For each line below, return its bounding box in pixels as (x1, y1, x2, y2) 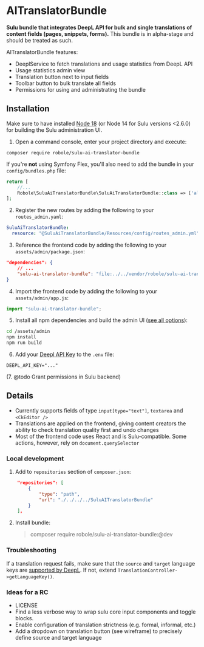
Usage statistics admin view (15, 66, 86, 74)
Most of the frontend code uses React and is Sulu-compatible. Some (15, 433, 187, 440)
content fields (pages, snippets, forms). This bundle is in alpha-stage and (6, 30, 194, 37)
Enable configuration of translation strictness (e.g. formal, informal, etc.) (15, 621, 196, 628)
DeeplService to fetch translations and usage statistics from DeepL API (15, 60, 193, 67)
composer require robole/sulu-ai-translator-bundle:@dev (30, 531, 173, 538)
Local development (6, 454, 64, 462)
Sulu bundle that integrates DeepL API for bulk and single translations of (6, 24, 192, 31)
